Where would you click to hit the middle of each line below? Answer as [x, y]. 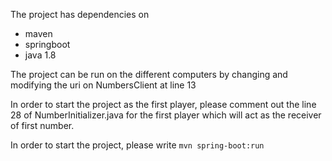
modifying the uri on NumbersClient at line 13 [103, 85]
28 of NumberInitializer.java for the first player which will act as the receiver [166, 115]
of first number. [42, 125]
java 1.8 [40, 55]
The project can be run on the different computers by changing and [149, 74]
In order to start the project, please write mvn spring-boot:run [137, 145]
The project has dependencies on [80, 14]
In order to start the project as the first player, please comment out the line [163, 104]
